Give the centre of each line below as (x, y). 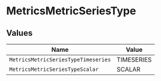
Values (20, 33)
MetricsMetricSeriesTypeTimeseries (60, 60)
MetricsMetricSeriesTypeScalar (54, 69)
